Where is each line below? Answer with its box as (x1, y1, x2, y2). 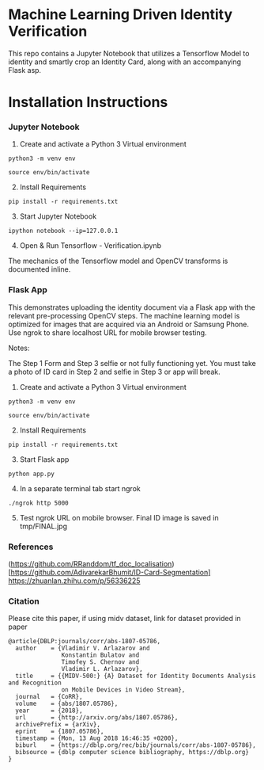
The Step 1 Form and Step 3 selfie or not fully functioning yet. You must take (8, 358, 257, 368)
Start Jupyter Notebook (19, 212, 97, 221)
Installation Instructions (8, 93, 168, 112)
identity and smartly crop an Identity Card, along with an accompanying (8, 57, 242, 67)
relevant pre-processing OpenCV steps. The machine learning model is (8, 311, 240, 320)
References (8, 541, 54, 552)
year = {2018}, (15, 707, 83, 715)
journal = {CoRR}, (15, 693, 83, 701)
